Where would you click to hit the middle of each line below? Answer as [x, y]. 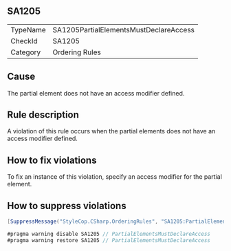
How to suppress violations [67, 206]
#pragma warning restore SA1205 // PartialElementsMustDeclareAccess [109, 240]
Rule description [43, 115]
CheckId [24, 41]
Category [26, 52]
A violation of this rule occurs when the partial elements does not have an [111, 131]
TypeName [28, 30]
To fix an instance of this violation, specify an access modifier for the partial [114, 177]
